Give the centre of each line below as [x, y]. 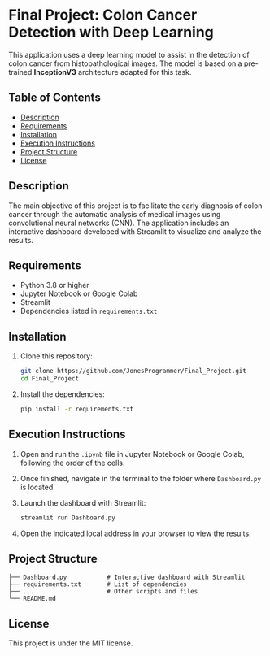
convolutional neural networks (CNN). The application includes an [119, 223]
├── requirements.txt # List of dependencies [98, 584]
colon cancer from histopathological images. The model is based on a [125, 63]
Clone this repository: [56, 356]
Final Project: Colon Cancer [103, 15]
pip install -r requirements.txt [77, 409]
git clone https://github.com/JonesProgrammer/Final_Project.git [133, 371]
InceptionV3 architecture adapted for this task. [113, 72]
